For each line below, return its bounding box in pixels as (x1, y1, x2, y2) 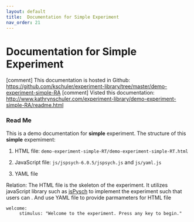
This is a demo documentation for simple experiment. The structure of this (6, 130, 186, 137)
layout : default (6, 8, 46, 15)
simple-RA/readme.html (6, 102, 64, 109)
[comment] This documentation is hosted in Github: (6, 77, 131, 84)
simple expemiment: (6, 136, 56, 143)
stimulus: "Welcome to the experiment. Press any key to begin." (19, 210, 182, 216)
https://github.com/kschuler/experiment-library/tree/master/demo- (6, 83, 168, 90)
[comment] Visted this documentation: (62, 89, 155, 96)
